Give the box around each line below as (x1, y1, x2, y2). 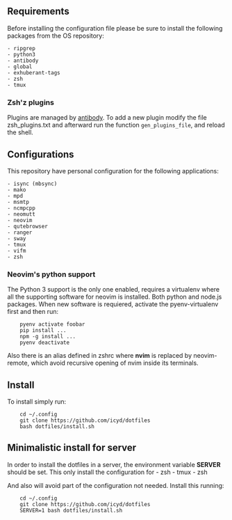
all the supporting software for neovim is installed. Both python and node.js (7, 292, 222, 301)
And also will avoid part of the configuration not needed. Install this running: (7, 481, 224, 489)
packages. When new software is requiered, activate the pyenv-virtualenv (7, 300, 219, 308)
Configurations (7, 148, 74, 160)
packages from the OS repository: (7, 31, 104, 40)
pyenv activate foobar (19, 321, 85, 328)
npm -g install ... (19, 333, 76, 340)
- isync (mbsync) (7, 180, 58, 187)
